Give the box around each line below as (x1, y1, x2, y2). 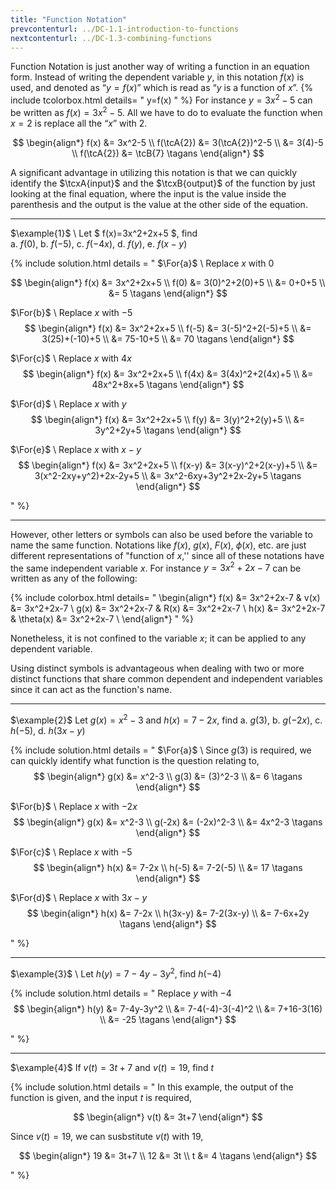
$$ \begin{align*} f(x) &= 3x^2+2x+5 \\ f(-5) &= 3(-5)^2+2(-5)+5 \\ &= (24, 322, 312, 334)
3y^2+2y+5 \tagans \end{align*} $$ (94, 424, 242, 436)
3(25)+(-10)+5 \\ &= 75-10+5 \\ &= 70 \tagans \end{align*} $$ (41, 332, 295, 345)
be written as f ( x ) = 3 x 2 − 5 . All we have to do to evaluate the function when (10, 105, 323, 118)
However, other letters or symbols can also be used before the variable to (10, 528, 313, 540)
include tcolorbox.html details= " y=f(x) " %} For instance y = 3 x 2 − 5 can (10, 92, 313, 106)
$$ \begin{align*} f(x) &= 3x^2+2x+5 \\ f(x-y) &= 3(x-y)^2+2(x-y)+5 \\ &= (18, 459, 318, 471)
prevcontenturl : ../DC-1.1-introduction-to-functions (10, 24, 240, 34)
